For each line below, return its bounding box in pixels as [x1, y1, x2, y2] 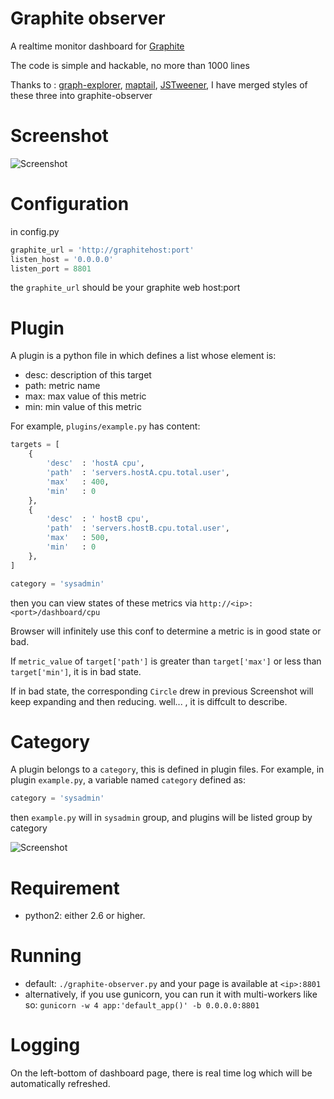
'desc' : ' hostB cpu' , [46, 514, 150, 524]
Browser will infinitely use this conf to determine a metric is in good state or [10, 625, 322, 637]
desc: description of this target [24, 369, 152, 381]
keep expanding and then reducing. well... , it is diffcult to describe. [10, 695, 288, 707]
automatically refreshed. [10, 1078, 111, 1090]
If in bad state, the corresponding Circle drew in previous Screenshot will [10, 685, 314, 697]
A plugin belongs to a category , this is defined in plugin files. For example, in [10, 763, 325, 776]
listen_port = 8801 [10, 263, 92, 274]
